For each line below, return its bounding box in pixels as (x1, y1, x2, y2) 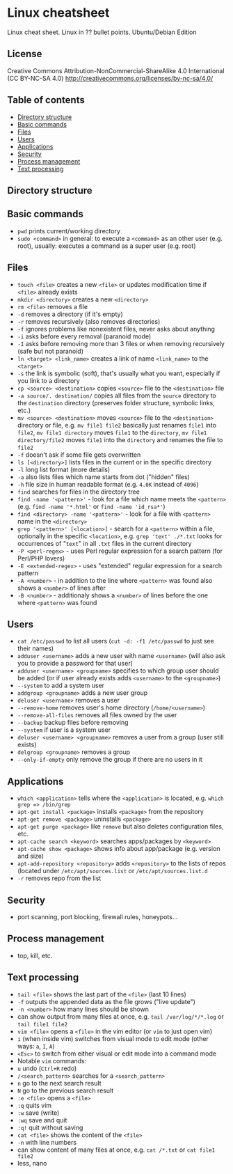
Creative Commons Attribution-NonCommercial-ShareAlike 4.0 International (7, 66, 225, 75)
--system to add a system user (17, 681, 105, 690)
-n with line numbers (17, 1138, 77, 1146)
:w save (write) (17, 1109, 60, 1117)
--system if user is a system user (17, 726, 111, 734)
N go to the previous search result (17, 1086, 114, 1095)
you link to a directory (17, 376, 80, 384)
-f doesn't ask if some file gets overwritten (17, 451, 141, 459)
